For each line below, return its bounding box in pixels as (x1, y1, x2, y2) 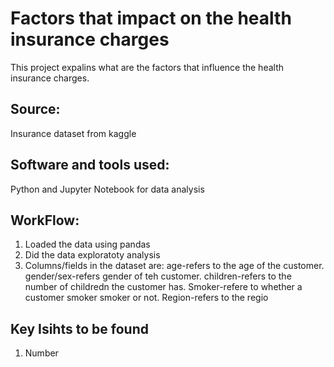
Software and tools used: (10, 157, 170, 174)
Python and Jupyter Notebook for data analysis (10, 183, 205, 195)
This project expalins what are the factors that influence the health (10, 61, 285, 73)
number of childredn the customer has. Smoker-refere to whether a (24, 281, 303, 293)
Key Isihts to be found (10, 320, 149, 337)
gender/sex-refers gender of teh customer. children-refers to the (24, 270, 292, 282)
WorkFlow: (10, 212, 80, 229)
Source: (10, 101, 61, 118)
